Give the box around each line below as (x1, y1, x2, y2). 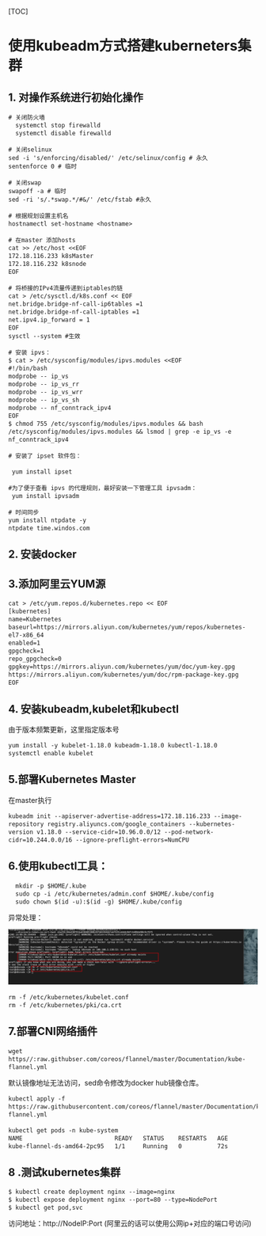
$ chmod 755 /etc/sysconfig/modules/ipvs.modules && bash (8, 420, 203, 428)
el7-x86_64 (8, 631, 44, 640)
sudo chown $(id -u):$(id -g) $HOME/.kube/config (15, 898, 182, 906)
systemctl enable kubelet (8, 750, 93, 758)
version (8, 827, 34, 836)
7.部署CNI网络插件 (8, 1025, 98, 1038)
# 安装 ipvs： (8, 348, 51, 356)
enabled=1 (8, 639, 41, 648)
